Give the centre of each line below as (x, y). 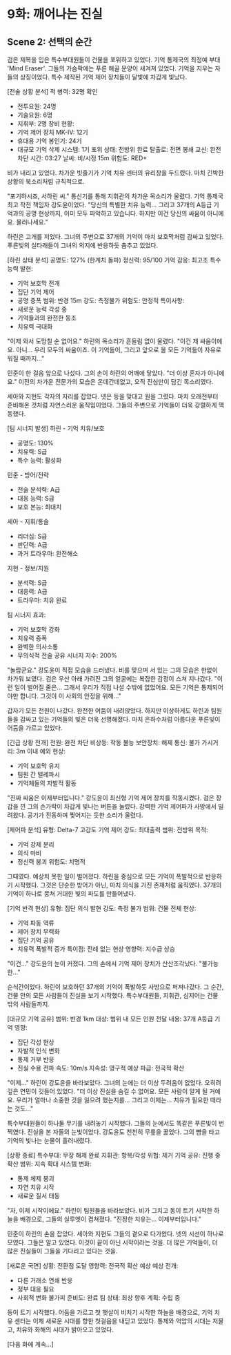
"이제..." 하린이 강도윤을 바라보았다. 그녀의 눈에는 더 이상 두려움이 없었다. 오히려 (114, 1083)
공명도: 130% (35, 443)
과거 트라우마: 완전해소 (48, 554)
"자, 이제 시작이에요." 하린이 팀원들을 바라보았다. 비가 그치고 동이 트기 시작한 (110, 1210)
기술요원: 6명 (35, 115)
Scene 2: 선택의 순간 (49, 42)
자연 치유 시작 (36, 1187)
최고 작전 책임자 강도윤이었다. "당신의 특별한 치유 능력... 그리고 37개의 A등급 (110, 205)
